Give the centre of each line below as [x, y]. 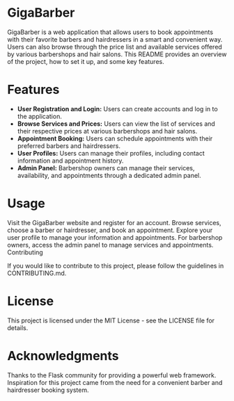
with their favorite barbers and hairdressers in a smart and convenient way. [115, 39]
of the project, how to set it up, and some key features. [86, 61]
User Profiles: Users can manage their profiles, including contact [111, 153]
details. [18, 327]
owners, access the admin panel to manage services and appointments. [110, 245]
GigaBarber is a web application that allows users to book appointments [110, 32]
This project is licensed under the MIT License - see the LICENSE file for [111, 320]
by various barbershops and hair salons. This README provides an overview [117, 54]
